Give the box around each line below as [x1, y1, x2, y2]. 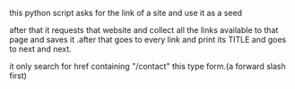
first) [9, 70, 27, 81]
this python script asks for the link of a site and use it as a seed [9, 8, 243, 18]
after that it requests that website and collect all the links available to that [9, 25, 279, 35]
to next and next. [9, 44, 72, 54]
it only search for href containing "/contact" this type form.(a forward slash [9, 61, 286, 71]
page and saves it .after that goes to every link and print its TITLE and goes [9, 35, 287, 44]
